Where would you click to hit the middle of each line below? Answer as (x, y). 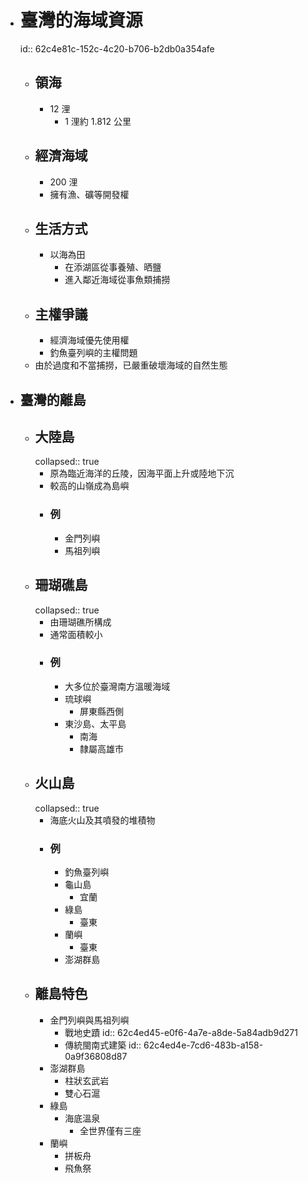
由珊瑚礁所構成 (80, 622)
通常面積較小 (76, 634)
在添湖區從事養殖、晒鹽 (113, 267)
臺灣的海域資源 (81, 20)
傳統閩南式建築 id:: (103, 1045)
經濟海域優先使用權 (89, 340)
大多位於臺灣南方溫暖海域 (117, 686)
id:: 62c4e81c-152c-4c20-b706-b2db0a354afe (117, 48)
